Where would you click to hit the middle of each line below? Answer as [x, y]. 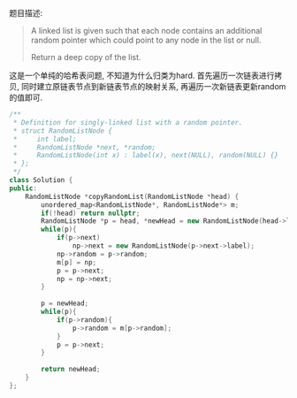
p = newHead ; [65, 303]
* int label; [45, 139]
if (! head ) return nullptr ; [91, 213]
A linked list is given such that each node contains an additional [146, 31]
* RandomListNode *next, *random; [84, 147]
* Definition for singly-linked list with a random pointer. [128, 122]
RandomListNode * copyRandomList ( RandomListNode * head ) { [132, 196]
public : [23, 188]
